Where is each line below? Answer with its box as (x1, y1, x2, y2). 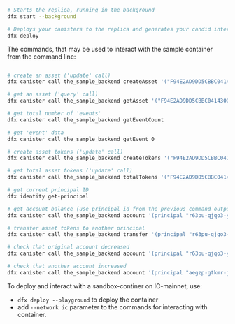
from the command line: (7, 52, 76, 61)
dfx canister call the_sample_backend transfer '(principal (7, 231, 187, 238)
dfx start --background (7, 13, 77, 20)
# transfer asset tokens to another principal (7, 224, 145, 232)
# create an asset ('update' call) (7, 72, 111, 79)
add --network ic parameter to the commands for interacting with (17, 302, 208, 311)
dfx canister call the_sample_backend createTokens (7, 154, 161, 162)
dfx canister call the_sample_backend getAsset (7, 98, 149, 105)
